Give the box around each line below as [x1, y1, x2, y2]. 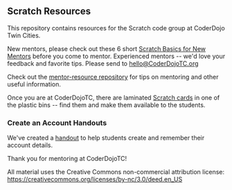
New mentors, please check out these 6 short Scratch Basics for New [7, 44, 206, 53]
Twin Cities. [7, 31, 41, 39]
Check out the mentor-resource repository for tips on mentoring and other [7, 73, 219, 81]
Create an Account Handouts [7, 117, 107, 127]
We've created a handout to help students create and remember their [7, 134, 205, 142]
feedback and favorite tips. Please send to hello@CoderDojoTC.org [7, 59, 199, 68]
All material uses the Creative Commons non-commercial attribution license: [7, 168, 225, 176]
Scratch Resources [7, 6, 91, 17]
